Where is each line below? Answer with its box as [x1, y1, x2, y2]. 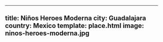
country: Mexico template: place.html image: [5, 22, 145, 30]
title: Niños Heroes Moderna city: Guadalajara [5, 14, 147, 22]
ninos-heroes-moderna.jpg [5, 29, 90, 38]
